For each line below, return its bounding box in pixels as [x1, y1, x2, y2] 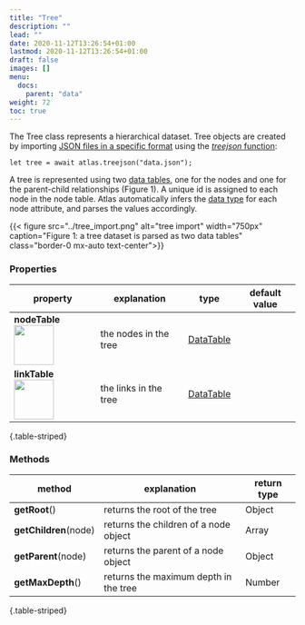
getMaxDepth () [14, 576, 82, 589]
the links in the [100, 382, 162, 394]
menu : [9, 73, 30, 82]
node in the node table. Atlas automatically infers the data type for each [9, 193, 278, 204]
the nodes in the [100, 327, 170, 340]
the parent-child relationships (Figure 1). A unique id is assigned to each [9, 184, 279, 195]
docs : [17, 81, 39, 90]
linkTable [14, 367, 54, 380]
